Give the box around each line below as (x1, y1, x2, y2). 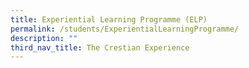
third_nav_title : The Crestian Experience (10, 42, 190, 53)
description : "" (10, 33, 78, 43)
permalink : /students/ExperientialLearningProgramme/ (10, 24, 240, 34)
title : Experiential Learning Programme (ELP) (10, 14, 208, 25)
